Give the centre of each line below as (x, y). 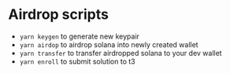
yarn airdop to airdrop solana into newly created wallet (109, 44)
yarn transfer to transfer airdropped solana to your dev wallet (121, 53)
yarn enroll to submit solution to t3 (77, 61)
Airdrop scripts (58, 15)
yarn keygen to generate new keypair (80, 36)
